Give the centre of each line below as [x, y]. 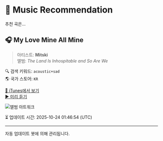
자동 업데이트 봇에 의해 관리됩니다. [37, 133]
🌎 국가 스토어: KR [22, 78]
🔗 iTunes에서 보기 [22, 90]
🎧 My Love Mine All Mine [44, 40]
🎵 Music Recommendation [59, 10]
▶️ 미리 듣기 [16, 96]
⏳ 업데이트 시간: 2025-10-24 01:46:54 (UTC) [49, 117]
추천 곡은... [15, 24]
